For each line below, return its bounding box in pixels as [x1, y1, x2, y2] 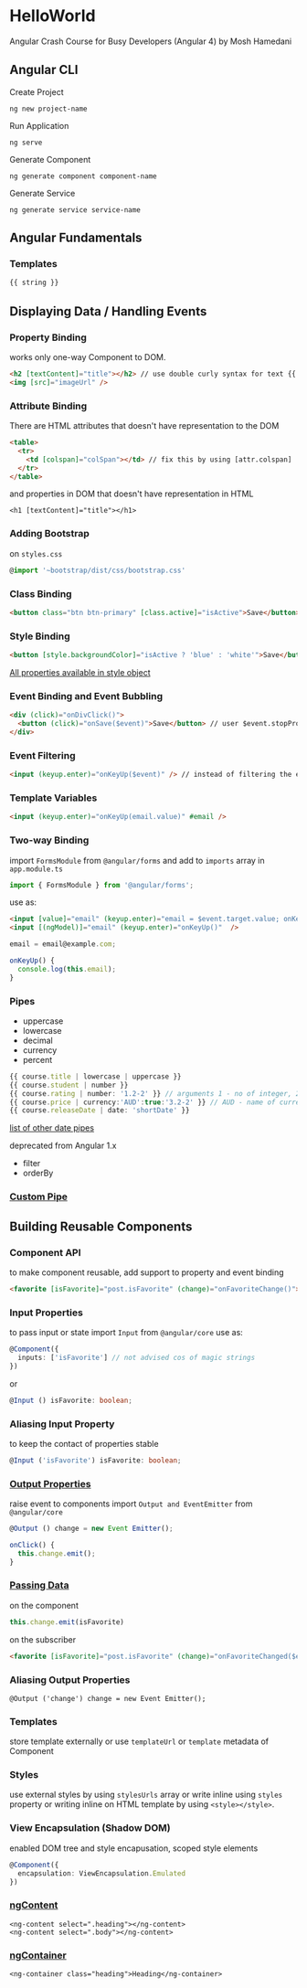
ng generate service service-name [9, 205, 142, 215]
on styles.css [9, 547, 63, 558]
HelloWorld [9, 5, 96, 27]
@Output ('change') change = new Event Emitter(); [9, 1694, 206, 1703]
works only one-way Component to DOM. [9, 352, 166, 362]
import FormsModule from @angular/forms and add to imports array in [9, 855, 265, 866]
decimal [22, 1035, 53, 1046]
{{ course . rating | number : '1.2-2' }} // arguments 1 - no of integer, [9, 1089, 292, 1098]
